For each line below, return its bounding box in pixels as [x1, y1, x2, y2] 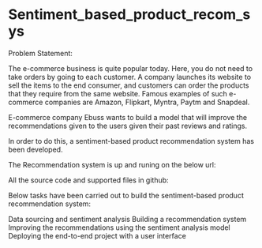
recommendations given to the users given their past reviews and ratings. [8, 121, 247, 130]
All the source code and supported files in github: [8, 175, 169, 185]
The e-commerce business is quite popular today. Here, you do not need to [8, 63, 253, 73]
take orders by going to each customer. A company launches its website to [8, 72, 251, 81]
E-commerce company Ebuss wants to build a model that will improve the [8, 112, 247, 122]
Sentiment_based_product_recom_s [8, 6, 251, 24]
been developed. [8, 145, 63, 154]
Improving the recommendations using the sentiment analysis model [8, 223, 230, 232]
